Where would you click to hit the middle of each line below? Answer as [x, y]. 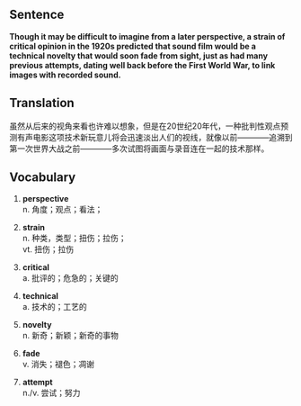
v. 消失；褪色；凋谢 [58, 365]
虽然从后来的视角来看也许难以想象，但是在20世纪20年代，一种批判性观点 [145, 126]
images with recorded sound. [65, 75]
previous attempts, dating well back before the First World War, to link [142, 65]
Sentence [37, 15]
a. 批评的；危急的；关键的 [70, 278]
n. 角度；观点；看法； [62, 210]
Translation [42, 103]
